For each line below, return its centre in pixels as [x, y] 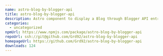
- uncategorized [26, 28]
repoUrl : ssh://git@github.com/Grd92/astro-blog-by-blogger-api [71, 37]
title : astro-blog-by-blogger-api [40, 14]
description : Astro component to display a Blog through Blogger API [77, 19]
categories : [17, 23]
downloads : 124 [20, 46]
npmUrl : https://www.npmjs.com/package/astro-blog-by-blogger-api [73, 32]
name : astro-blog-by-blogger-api [39, 9]
